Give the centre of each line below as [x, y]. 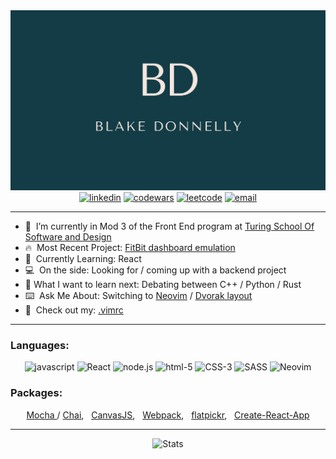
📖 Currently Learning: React [83, 258]
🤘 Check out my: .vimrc [74, 310]
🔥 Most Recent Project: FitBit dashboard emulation [130, 247]
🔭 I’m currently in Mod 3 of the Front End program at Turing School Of [169, 226]
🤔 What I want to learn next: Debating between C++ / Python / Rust [163, 284]
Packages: [36, 393]
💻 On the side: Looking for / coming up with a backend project [155, 270]
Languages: [40, 345]
